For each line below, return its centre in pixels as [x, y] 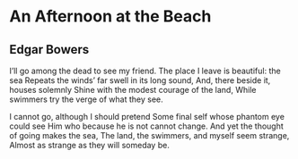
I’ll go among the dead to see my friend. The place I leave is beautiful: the [145, 71]
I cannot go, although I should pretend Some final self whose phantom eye [147, 117]
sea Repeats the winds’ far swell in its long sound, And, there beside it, [140, 80]
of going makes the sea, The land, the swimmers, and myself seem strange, [149, 135]
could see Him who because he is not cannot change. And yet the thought [147, 126]
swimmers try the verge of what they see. [86, 99]
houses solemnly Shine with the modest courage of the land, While [133, 90]
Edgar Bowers [49, 50]
